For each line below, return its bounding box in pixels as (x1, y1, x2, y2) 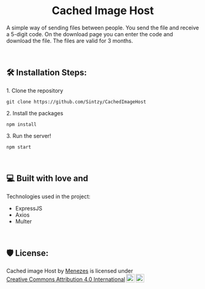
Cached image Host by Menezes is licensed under (6, 268, 133, 275)
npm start (6, 144, 32, 150)
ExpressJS (15, 204, 43, 212)
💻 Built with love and (6, 173, 89, 184)
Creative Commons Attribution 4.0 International (6, 276, 125, 283)
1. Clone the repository (6, 87, 64, 94)
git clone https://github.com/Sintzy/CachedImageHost (6, 99, 147, 105)
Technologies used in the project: (6, 193, 91, 200)
